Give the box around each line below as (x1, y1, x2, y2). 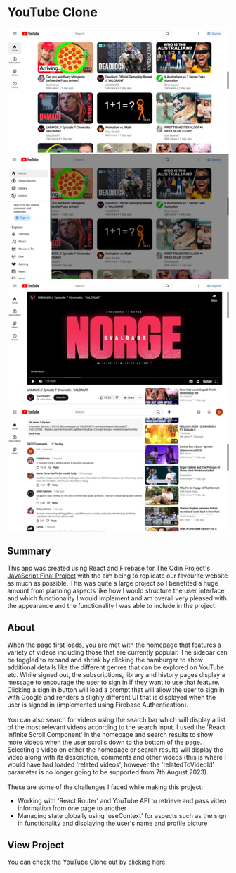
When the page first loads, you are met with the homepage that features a (7, 640, 221, 649)
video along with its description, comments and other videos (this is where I (7, 753, 226, 761)
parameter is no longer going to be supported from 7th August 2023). (7, 767, 209, 776)
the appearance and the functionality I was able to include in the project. (7, 601, 217, 609)
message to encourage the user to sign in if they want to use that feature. (7, 678, 220, 686)
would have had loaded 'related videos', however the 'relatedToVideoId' (7, 760, 215, 769)
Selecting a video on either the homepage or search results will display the (7, 745, 223, 754)
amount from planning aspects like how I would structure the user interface (7, 586, 225, 595)
